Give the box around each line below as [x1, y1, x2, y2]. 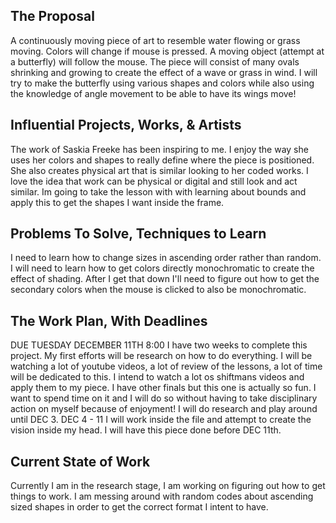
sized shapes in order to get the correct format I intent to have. [10, 501, 269, 513]
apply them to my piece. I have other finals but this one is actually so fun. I [10, 382, 317, 394]
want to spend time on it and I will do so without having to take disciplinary [10, 392, 318, 404]
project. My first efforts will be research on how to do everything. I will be [10, 350, 313, 362]
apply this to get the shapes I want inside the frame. [10, 196, 225, 208]
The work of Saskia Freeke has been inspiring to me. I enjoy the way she [10, 143, 309, 155]
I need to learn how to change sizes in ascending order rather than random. [10, 252, 322, 264]
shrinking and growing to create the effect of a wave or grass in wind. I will [10, 66, 318, 78]
